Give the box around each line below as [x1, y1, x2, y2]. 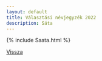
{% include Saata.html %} [6, 37, 71, 44]
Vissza [6, 48, 23, 56]
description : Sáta [6, 20, 53, 26]
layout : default [6, 8, 47, 15]
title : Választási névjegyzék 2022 [6, 14, 97, 21]
